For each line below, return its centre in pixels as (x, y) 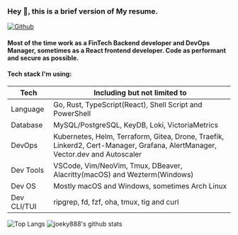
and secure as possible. (43, 58)
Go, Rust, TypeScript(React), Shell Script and (127, 105)
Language (28, 109)
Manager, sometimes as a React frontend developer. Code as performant (117, 50)
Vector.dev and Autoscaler (97, 154)
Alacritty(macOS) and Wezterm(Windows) (123, 175)
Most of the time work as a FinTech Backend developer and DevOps (109, 42)
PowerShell (72, 114)
